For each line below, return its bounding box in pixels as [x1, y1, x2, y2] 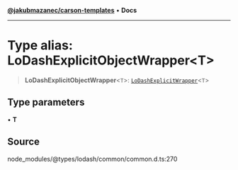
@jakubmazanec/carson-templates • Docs [7, 6, 137, 14]
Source [7, 136, 40, 148]
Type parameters [7, 96, 85, 108]
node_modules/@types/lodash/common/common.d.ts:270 [7, 154, 178, 163]
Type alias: [7, 38, 73, 54]
